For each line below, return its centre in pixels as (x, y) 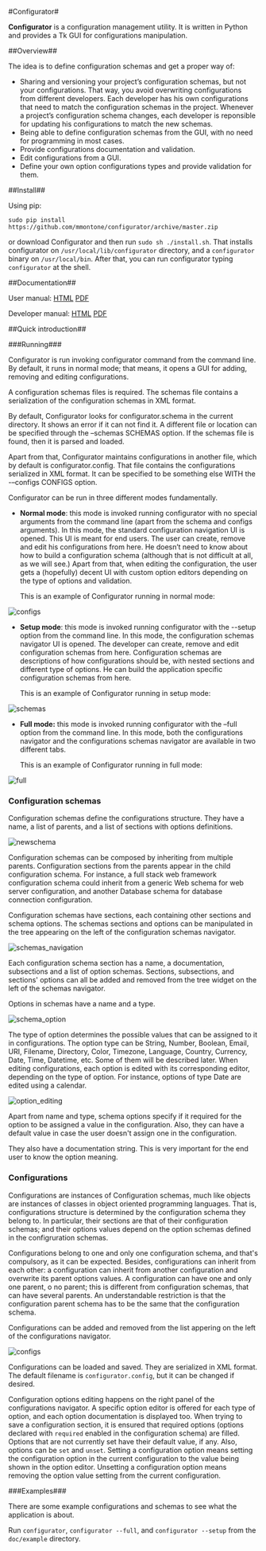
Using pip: (25, 205)
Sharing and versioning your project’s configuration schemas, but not (133, 82)
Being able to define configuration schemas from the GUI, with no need (136, 132)
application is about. (41, 1514)
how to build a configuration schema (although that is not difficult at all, (136, 555)
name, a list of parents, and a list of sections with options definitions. (121, 826)
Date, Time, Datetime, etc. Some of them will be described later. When (123, 1060)
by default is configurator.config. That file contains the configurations (122, 465)
